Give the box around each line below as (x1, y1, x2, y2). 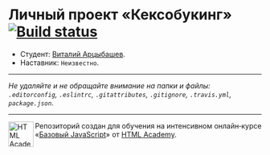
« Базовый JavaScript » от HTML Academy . (35, 129, 177, 139)
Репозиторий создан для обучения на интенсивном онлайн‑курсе (35, 120, 262, 130)
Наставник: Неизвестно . (19, 58, 100, 67)
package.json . (8, 98, 54, 108)
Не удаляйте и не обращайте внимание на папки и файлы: (8, 80, 211, 90)
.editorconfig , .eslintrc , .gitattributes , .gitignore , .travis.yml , (8, 89, 231, 99)
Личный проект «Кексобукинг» (8, 6, 232, 24)
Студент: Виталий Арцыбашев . (19, 49, 126, 59)
